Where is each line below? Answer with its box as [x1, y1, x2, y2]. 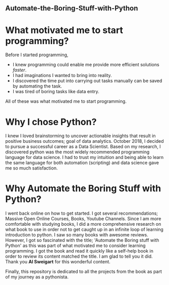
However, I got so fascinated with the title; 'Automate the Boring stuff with [5, 237, 159, 243]
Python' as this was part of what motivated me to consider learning [5, 242, 146, 249]
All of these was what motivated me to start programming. [5, 98, 127, 104]
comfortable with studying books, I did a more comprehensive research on [5, 221, 161, 227]
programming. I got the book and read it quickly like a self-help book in [5, 248, 154, 254]
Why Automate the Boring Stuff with [5, 183, 161, 194]
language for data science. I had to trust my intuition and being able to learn [5, 154, 164, 160]
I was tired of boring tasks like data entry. [12, 89, 99, 95]
